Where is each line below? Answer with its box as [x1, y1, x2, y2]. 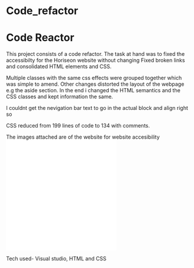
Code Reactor [6, 31, 75, 45]
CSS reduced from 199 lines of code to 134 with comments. [6, 122, 150, 129]
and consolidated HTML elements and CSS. [6, 63, 112, 70]
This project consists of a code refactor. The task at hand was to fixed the [6, 51, 185, 58]
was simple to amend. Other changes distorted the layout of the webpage [6, 81, 185, 88]
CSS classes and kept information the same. [6, 93, 113, 101]
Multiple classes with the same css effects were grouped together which [6, 75, 182, 82]
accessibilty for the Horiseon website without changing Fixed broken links [6, 57, 185, 64]
